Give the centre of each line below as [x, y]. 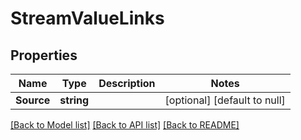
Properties [44, 55]
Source [33, 100]
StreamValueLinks [87, 18]
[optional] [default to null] [225, 100]
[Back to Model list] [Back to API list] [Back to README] [125, 125]
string [74, 100]
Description [127, 83]
